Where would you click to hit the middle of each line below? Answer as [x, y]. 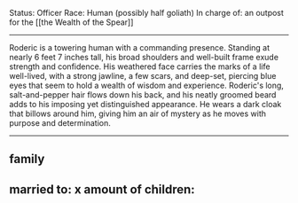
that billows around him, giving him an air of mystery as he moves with [138, 113]
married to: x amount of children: [102, 189]
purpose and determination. [60, 123]
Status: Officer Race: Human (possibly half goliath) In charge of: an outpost [146, 13]
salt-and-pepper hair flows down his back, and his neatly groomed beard [143, 95]
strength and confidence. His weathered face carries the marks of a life [140, 66]
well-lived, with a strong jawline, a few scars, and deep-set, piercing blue [143, 76]
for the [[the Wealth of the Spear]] [71, 22]
